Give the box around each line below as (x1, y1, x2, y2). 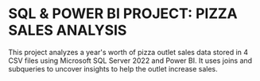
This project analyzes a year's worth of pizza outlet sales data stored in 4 (8, 47, 249, 57)
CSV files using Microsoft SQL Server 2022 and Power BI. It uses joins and (8, 56, 253, 65)
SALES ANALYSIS (8, 21, 127, 39)
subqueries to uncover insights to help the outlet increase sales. (8, 64, 218, 73)
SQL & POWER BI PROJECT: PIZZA (8, 5, 238, 23)
